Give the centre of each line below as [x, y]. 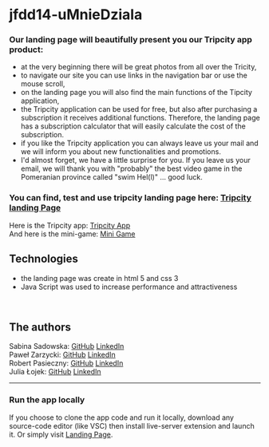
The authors [40, 327]
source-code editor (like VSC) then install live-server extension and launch [132, 425]
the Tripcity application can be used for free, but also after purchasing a [139, 109]
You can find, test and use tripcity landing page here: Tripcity [131, 198]
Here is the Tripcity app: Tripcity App [70, 225]
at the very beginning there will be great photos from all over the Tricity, [138, 67]
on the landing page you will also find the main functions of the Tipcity [136, 93]
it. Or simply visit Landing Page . [61, 434]
